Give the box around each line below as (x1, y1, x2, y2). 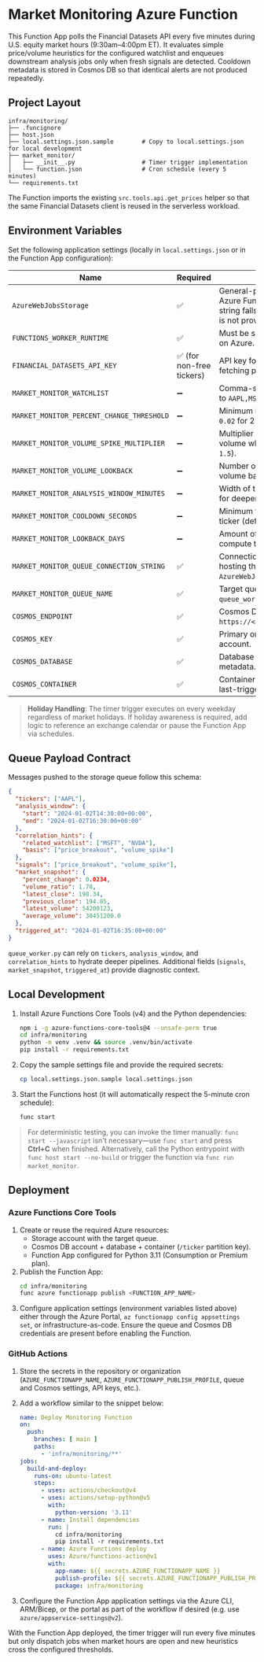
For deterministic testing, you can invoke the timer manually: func (27, 1127, 240, 1136)
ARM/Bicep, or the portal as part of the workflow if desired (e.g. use (19, 1604, 240, 1614)
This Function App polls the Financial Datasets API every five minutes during (8, 31, 255, 41)
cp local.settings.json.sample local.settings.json (19, 1076, 192, 1084)
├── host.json (8, 131, 55, 138)
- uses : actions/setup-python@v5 (40, 1494, 151, 1502)
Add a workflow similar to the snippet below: (19, 1398, 164, 1408)
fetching (218, 364, 250, 375)
